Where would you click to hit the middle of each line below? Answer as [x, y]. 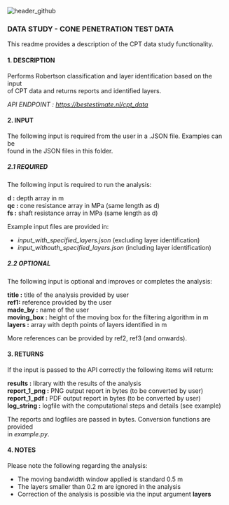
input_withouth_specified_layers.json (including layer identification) [114, 247]
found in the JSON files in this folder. [60, 151]
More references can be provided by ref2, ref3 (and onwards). [97, 338]
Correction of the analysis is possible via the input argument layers [114, 494]
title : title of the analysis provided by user [68, 295]
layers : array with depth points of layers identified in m [87, 324]
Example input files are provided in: [58, 226]
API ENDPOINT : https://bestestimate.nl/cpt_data [78, 104]
